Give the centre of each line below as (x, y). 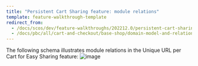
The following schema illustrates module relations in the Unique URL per (94, 50)
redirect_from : (25, 22)
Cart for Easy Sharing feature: (42, 57)
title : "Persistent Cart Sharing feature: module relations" (83, 11)
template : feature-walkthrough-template (57, 17)
